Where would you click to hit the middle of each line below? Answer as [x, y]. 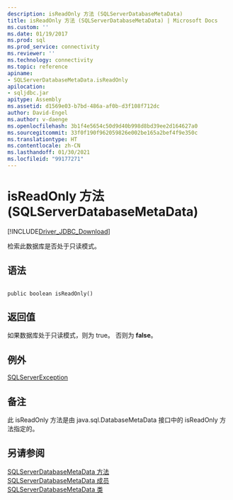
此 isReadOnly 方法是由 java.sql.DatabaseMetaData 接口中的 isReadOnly [113, 420]
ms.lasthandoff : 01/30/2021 [49, 152]
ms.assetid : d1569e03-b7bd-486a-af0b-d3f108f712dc [84, 106]
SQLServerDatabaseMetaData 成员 [58, 480]
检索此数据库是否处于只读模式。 [54, 246]
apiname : [20, 73]
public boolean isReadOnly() [50, 294]
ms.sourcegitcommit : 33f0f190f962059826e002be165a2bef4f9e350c [103, 133]
